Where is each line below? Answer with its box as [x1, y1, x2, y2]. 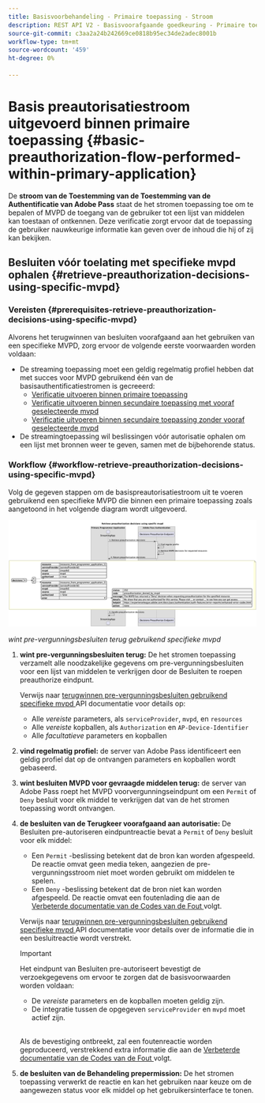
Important [19, 949, 52, 958]
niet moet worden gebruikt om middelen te [96, 868, 235, 877]
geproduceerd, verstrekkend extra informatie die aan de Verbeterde [19, 1045, 241, 1055]
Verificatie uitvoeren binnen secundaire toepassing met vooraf [31, 397, 235, 407]
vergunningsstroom [31, 868, 95, 877]
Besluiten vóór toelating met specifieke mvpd [8, 256, 237, 269]
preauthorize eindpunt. [19, 676, 95, 685]
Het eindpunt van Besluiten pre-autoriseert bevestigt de [19, 964, 201, 973]
